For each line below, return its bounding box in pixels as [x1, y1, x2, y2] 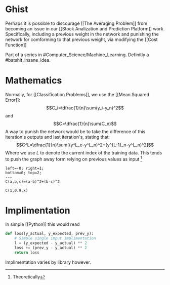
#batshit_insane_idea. [5, 57, 51, 63]
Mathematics [5, 75, 62, 87]
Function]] [5, 42, 27, 48]
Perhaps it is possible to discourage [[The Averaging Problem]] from [5, 20, 148, 26]
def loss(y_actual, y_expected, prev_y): [5, 231, 94, 236]
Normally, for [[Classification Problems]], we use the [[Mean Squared [5, 91, 150, 97]
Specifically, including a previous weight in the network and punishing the [5, 31, 159, 37]
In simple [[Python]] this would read [5, 221, 80, 227]
